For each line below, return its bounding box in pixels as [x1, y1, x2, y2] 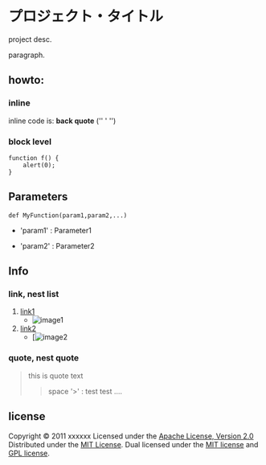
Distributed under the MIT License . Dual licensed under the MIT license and [8, 439, 259, 449]
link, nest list [8, 289, 59, 300]
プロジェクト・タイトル [8, 7, 164, 26]
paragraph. [8, 50, 46, 60]
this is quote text [27, 371, 84, 381]
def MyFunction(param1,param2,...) [8, 211, 128, 220]
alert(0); [23, 161, 56, 169]
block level [8, 136, 52, 147]
